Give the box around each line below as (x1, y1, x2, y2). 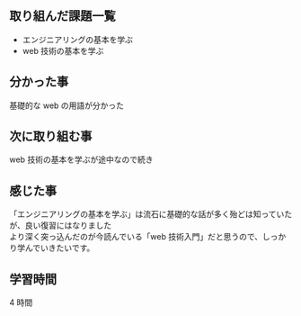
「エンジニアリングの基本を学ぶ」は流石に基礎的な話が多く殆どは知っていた (9, 209, 293, 220)
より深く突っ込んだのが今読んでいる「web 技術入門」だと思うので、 (9, 231, 263, 242)
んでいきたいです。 (24, 242, 95, 254)
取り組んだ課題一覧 (9, 8, 116, 24)
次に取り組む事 (9, 129, 93, 144)
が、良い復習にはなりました (9, 220, 112, 231)
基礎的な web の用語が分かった (9, 100, 124, 111)
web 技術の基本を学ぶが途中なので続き (9, 154, 154, 165)
